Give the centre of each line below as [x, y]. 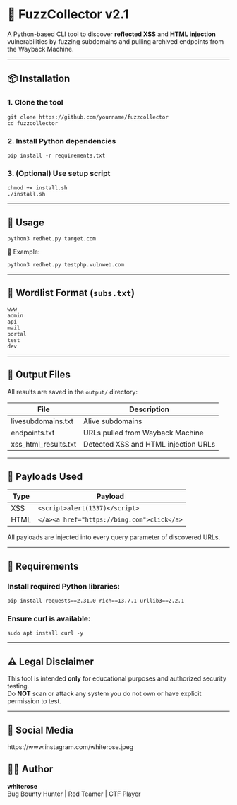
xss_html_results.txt [44, 444]
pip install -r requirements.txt [56, 155]
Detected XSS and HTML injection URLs [150, 444]
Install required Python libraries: [64, 586]
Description [149, 409]
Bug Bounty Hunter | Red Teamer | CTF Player [74, 794]
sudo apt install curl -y [45, 633]
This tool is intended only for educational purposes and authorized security [117, 678]
